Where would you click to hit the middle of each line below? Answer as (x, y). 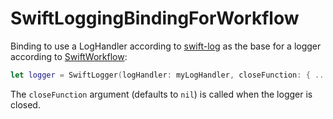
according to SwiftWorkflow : (69, 56)
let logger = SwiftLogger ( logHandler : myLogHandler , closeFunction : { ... (169, 75)
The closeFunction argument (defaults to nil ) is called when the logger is (161, 94)
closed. (25, 104)
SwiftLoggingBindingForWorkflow (155, 18)
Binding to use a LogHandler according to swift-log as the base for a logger (166, 46)
